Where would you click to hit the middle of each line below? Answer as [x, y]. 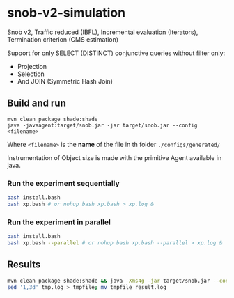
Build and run [37, 103]
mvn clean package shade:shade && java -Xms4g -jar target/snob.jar [109, 281]
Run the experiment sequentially [63, 183]
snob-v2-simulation [67, 13]
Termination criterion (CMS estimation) [63, 39]
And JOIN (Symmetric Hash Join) [65, 81]
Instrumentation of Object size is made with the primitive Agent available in [115, 157]
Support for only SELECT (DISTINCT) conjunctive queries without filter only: [116, 53]
